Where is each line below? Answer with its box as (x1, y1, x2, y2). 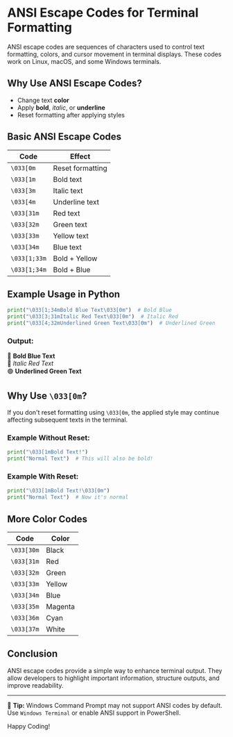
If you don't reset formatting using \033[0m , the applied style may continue (7, 408, 220, 417)
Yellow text (53, 231, 89, 240)
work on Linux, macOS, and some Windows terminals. (7, 57, 162, 65)
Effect (70, 151, 91, 161)
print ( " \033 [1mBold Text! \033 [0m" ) (7, 488, 110, 495)
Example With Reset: (7, 472, 79, 481)
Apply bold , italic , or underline (17, 103, 105, 112)
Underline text (53, 197, 99, 206)
